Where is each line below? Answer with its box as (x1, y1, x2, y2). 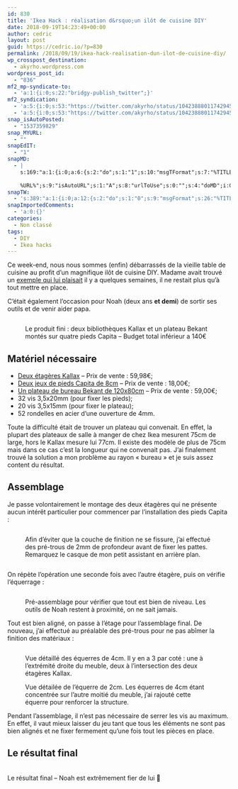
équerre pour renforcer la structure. (25, 697, 130, 706)
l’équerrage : (7, 578, 45, 586)
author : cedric (7, 30, 52, 38)
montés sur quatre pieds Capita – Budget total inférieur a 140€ (25, 332, 207, 341)
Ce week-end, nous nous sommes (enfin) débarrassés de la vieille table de (7, 260, 226, 270)
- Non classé (13, 221, 52, 228)
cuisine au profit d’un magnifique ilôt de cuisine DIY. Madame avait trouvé (7, 268, 222, 277)
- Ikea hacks (13, 241, 52, 248)
